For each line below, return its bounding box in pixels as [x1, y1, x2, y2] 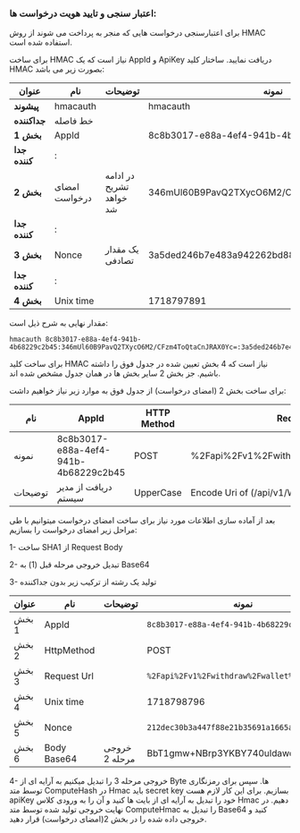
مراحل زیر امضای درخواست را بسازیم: [9, 524, 137, 535]
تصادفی [104, 254, 135, 267]
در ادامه [104, 169, 136, 182]
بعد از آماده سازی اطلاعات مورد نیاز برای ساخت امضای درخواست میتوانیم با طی [9, 515, 276, 526]
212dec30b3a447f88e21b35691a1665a [146, 723, 294, 733]
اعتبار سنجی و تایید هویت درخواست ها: [9, 7, 157, 20]
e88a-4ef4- [56, 444, 112, 456]
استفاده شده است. [9, 37, 73, 47]
